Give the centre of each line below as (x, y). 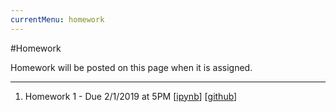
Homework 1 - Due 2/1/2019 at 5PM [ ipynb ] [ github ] (131, 96)
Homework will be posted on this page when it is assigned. (131, 67)
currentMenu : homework (57, 19)
